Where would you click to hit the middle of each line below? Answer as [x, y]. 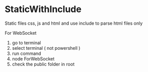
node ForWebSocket [33, 58]
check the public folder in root [43, 64]
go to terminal [26, 43]
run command [26, 53]
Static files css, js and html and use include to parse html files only [74, 23]
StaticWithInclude [43, 9]
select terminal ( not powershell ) [46, 48]
